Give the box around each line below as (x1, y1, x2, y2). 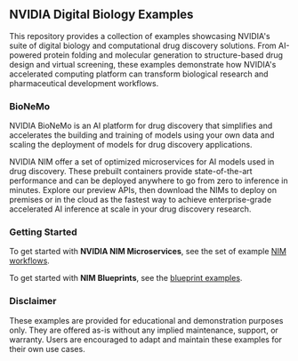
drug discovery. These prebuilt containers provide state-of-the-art (9, 166, 253, 177)
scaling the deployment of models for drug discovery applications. (9, 140, 253, 150)
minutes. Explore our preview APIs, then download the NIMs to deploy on (9, 185, 278, 196)
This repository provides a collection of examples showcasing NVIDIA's (9, 30, 271, 41)
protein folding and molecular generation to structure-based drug (43, 49, 283, 60)
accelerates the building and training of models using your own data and (9, 130, 275, 140)
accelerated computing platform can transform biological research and (9, 68, 269, 79)
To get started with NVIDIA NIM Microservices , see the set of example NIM (9, 246, 287, 257)
